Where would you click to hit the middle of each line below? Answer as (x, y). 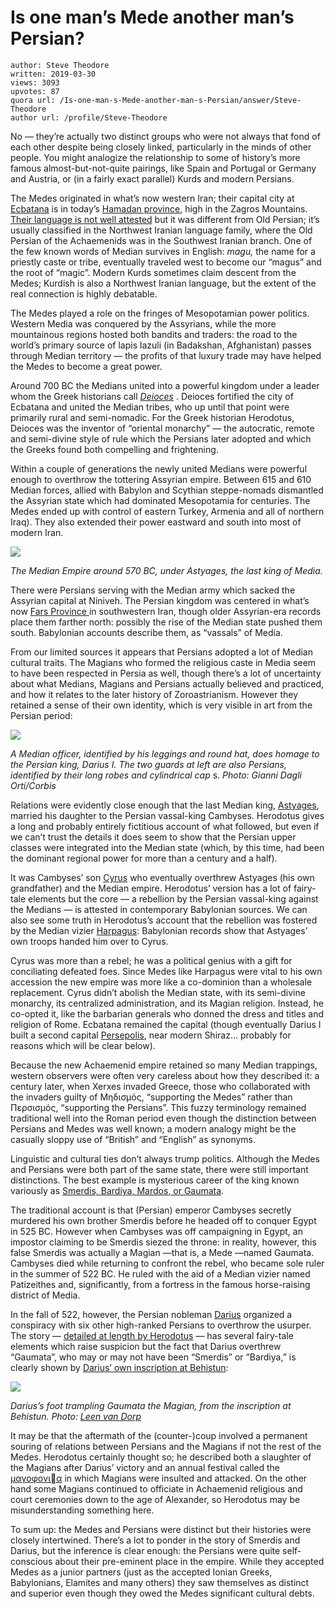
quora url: (33, 100)
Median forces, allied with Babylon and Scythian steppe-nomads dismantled (167, 490)
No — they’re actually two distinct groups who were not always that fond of (165, 136)
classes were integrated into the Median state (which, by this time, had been (167, 847)
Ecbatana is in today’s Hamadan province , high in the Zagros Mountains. (159, 208)
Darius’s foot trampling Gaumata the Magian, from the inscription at (151, 1405)
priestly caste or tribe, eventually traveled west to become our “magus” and (166, 262)
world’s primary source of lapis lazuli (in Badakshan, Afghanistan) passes (161, 345)
